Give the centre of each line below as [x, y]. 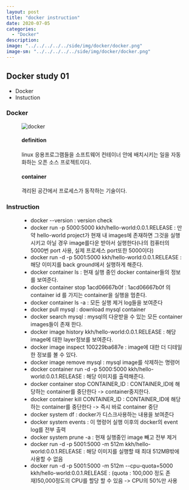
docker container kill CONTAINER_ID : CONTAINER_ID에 [100, 399]
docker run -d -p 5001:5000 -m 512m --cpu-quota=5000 [101, 466]
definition [34, 140]
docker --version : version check [71, 220]
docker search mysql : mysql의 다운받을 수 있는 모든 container [106, 317]
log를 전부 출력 [48, 429]
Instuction [28, 97]
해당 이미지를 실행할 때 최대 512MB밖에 [133, 451]
